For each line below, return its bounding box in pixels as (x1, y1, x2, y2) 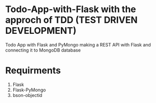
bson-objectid (12, 92, 42, 98)
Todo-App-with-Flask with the (5, 4, 136, 15)
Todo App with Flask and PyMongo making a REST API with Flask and (5, 41, 151, 47)
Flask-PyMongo (12, 87, 46, 93)
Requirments (5, 65, 61, 76)
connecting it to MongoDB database (5, 47, 81, 53)
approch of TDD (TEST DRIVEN (5, 14, 138, 26)
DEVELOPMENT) (5, 25, 77, 36)
